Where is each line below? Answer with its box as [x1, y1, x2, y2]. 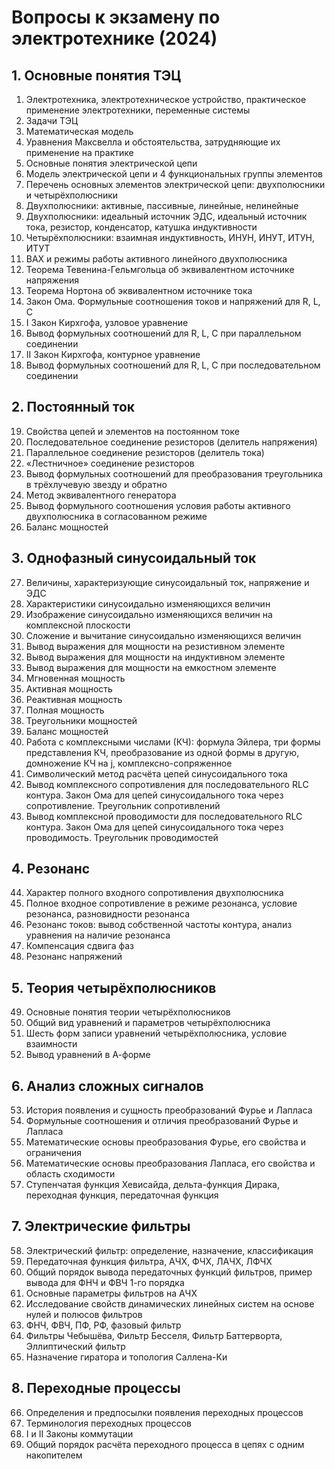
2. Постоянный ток [11, 399, 136, 416]
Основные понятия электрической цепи [25, 157, 198, 169]
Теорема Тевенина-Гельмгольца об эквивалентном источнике [25, 264, 295, 275]
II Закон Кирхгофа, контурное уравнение [25, 349, 201, 360]
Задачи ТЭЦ [25, 115, 78, 126]
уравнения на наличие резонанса [25, 929, 171, 941]
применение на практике [25, 147, 134, 158]
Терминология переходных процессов [25, 1417, 192, 1429]
